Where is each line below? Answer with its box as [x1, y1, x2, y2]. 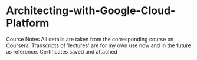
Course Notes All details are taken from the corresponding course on [6, 36, 174, 43]
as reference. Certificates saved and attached [6, 48, 118, 55]
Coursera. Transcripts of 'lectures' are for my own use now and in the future [6, 42, 192, 49]
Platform [6, 16, 50, 30]
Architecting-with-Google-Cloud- [6, 4, 176, 17]
